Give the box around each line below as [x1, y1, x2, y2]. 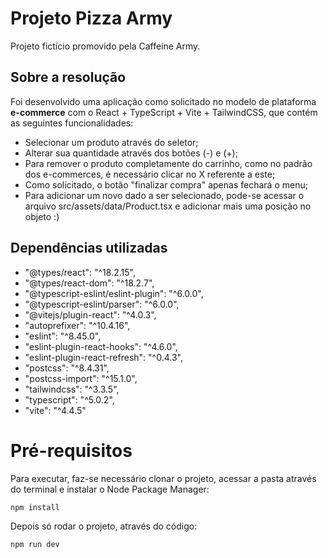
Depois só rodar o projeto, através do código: [10, 520, 198, 532]
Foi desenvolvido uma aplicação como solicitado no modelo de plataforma [10, 95, 317, 107]
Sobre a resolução [10, 69, 127, 86]
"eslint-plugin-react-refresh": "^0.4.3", [24, 351, 183, 363]
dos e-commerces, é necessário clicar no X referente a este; [24, 168, 276, 180]
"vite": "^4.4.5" [24, 404, 87, 416]
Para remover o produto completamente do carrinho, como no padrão [24, 157, 313, 169]
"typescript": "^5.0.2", [24, 393, 115, 406]
